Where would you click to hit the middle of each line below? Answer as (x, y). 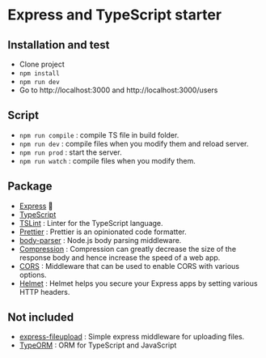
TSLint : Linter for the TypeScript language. (91, 223)
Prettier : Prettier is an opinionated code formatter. (103, 232)
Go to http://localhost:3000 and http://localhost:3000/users (118, 90)
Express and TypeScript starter (115, 15)
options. (33, 275)
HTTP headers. (44, 292)
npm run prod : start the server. (70, 152)
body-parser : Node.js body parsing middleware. (100, 240)
